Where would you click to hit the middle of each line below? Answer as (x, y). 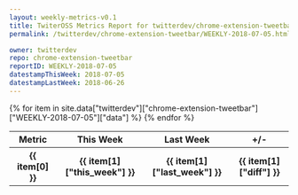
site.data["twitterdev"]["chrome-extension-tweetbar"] (160, 108)
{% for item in (34, 108)
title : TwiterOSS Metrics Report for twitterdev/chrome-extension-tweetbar (152, 26)
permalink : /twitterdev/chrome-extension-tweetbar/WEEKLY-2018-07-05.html (150, 34)
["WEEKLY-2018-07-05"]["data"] (69, 117)
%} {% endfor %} (163, 117)
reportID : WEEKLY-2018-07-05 (63, 66)
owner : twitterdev (43, 50)
